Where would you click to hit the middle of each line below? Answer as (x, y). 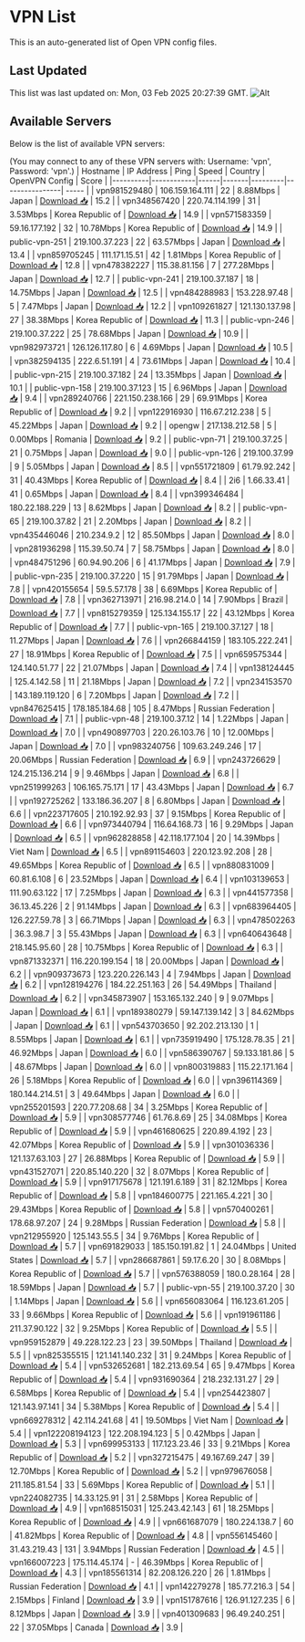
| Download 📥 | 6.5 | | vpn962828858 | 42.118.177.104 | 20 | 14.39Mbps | (145, 838)
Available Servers (61, 122)
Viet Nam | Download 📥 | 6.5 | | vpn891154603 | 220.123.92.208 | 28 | (141, 852)
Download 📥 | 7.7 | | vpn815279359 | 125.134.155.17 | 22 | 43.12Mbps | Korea (152, 612)
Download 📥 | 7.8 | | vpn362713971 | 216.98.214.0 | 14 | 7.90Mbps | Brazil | (149, 599)
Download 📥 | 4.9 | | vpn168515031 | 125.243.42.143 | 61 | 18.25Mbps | (142, 1508)
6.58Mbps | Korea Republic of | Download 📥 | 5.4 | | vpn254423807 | (140, 1393)
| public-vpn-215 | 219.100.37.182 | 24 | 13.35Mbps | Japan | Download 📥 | (148, 374)
